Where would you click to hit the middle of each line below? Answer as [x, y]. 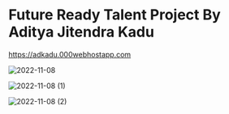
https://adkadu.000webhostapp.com [70, 54]
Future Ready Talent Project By [114, 15]
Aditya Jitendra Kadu [81, 32]
